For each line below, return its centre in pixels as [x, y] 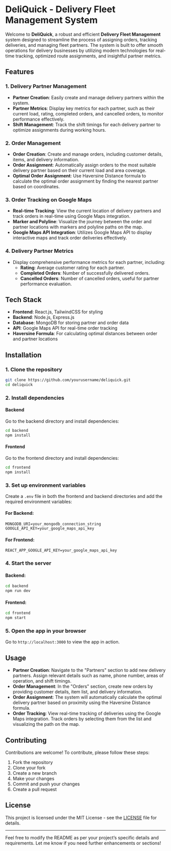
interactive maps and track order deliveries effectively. [70, 238]
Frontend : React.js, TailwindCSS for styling [58, 312]
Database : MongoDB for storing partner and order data [70, 323]
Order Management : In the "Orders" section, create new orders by [83, 686]
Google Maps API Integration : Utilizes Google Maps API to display [82, 232]
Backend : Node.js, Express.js [44, 317]
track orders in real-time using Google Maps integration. [72, 216]
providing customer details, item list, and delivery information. [77, 692]
